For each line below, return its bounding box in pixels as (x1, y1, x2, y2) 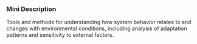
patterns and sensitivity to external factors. (6, 31, 114, 39)
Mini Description (6, 5, 57, 13)
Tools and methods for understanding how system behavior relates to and (6, 19, 192, 26)
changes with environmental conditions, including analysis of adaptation (6, 25, 187, 32)
